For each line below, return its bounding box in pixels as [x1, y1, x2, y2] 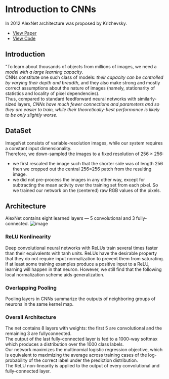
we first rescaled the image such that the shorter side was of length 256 [12, 160, 163, 166]
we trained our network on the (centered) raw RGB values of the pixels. [12, 187, 161, 193]
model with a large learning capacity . [5, 69, 83, 75]
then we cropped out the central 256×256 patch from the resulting [12, 166, 152, 172]
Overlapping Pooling [5, 284, 57, 291]
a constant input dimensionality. [5, 145, 72, 151]
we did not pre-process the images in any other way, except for [12, 176, 145, 182]
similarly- [137, 96, 157, 102]
